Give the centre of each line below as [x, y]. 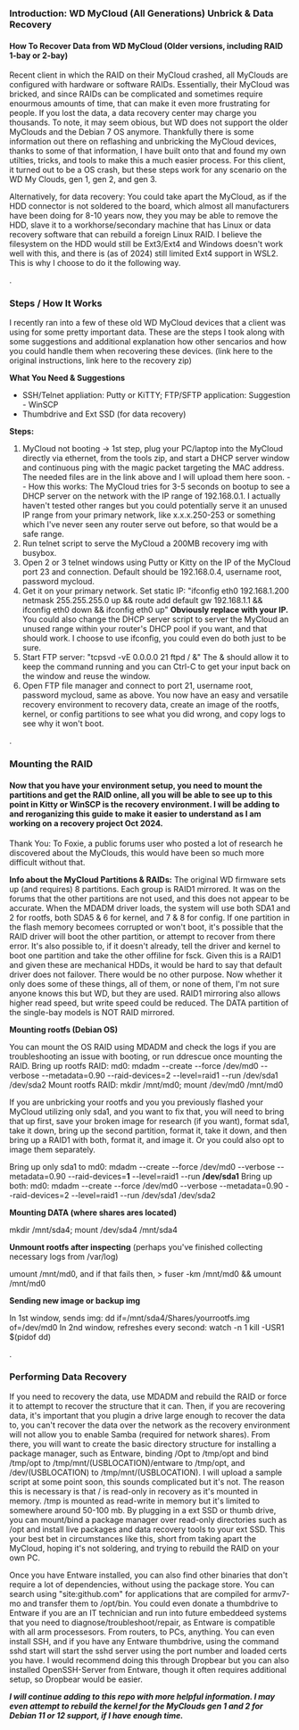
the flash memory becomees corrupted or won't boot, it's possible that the [146, 927]
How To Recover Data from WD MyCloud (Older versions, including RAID [146, 46]
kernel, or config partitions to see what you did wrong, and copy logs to [154, 714]
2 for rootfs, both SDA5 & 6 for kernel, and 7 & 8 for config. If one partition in [149, 917]
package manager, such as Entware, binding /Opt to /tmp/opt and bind [139, 1453]
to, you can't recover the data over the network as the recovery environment [150, 1425]
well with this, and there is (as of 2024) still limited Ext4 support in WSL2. [144, 253]
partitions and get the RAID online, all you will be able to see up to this [141, 795]
